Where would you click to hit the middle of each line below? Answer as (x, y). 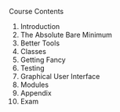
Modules (35, 85)
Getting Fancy (43, 60)
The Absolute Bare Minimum (66, 35)
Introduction (40, 26)
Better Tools (40, 43)
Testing (33, 68)
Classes (33, 51)
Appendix (36, 93)
